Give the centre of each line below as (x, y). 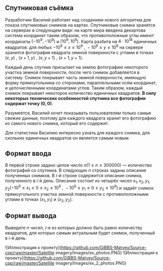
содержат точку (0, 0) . (29, 104)
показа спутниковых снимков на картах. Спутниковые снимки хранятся (80, 25)
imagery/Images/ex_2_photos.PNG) (91, 263)
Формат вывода (31, 216)
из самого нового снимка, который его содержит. (57, 124)
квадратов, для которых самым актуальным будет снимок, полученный (80, 233)
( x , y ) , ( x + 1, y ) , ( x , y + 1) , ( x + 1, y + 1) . (44, 58)
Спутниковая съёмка (39, 8)
